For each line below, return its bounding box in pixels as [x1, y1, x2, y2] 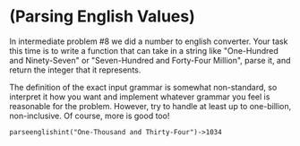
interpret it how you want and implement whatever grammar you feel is [9, 91, 270, 102]
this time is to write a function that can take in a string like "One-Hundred [9, 45, 279, 56]
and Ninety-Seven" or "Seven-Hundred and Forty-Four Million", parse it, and [9, 55, 291, 65]
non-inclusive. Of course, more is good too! [9, 110, 170, 121]
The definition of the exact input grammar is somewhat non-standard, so [9, 82, 278, 92]
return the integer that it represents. [9, 64, 141, 75]
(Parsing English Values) [9, 6, 195, 27]
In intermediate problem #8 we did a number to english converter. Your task [9, 36, 288, 47]
